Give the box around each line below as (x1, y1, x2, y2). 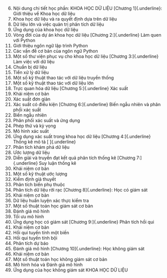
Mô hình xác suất (13, 128, 49, 134)
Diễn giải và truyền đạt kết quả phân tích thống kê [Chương (13, 155, 135, 161)
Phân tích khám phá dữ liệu (13, 144, 70, 150)
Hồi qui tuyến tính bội (13, 235, 57, 241)
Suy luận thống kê (39, 160, 76, 166)
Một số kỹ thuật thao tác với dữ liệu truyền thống (13, 75, 114, 80)
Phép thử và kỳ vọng (13, 123, 56, 129)
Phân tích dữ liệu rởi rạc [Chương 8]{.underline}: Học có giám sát (13, 187, 148, 193)
